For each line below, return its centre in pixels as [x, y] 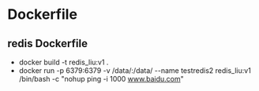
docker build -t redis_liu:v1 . [64, 62]
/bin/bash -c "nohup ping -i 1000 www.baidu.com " [101, 79]
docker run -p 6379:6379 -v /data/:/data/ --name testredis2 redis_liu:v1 [135, 71]
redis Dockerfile [48, 44]
